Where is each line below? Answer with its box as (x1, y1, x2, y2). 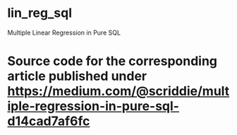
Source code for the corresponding (7, 53, 217, 69)
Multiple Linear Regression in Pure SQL (7, 28, 121, 37)
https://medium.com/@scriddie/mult (7, 83, 230, 100)
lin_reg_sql (7, 5, 73, 21)
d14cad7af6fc (7, 113, 90, 129)
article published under (7, 69, 147, 84)
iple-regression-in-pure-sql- (7, 98, 180, 115)
